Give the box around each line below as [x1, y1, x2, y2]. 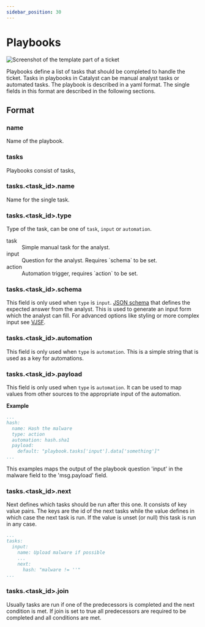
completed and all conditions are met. [6, 613, 102, 621]
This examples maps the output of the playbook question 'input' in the [6, 465, 183, 473]
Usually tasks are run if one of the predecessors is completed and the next [6, 601, 195, 608]
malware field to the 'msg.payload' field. [6, 472, 108, 479]
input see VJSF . [6, 319, 46, 326]
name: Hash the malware [12, 425, 72, 432]
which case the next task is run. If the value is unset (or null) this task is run [6, 514, 196, 521]
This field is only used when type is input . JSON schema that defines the [6, 299, 191, 306]
